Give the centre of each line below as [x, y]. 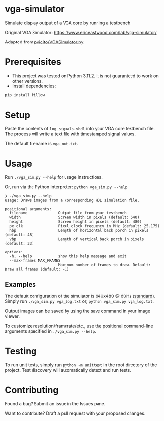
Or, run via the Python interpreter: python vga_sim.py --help [66, 187]
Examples [20, 284]
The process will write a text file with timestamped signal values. [71, 134]
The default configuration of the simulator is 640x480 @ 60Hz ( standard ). [80, 296]
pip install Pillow [25, 95]
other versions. [28, 81]
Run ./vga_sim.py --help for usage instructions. [54, 177]
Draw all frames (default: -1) [37, 269]
